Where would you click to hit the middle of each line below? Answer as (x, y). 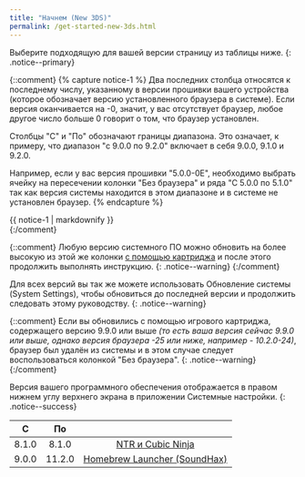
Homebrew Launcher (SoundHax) (155, 459)
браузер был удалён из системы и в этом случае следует (122, 350)
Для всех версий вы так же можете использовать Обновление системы (150, 284)
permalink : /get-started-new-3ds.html (83, 26)
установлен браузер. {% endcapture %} (86, 202)
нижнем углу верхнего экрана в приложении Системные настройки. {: (147, 396)
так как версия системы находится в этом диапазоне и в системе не (144, 192)
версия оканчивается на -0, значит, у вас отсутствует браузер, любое (147, 108)
